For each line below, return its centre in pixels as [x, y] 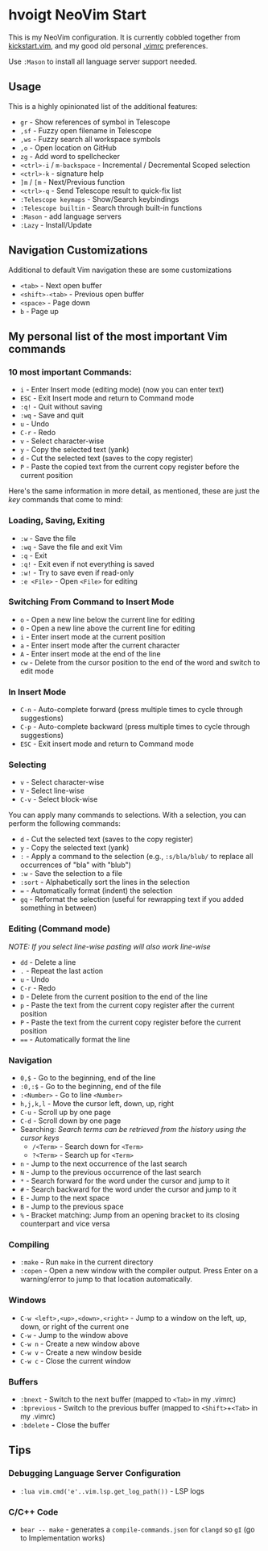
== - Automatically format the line [75, 1039]
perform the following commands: [64, 824]
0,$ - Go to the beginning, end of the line [88, 1078]
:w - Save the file [48, 538]
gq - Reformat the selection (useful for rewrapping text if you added [132, 899]
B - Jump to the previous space [72, 1207]
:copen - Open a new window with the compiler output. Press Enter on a [139, 1271]
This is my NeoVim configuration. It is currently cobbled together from [124, 37]
